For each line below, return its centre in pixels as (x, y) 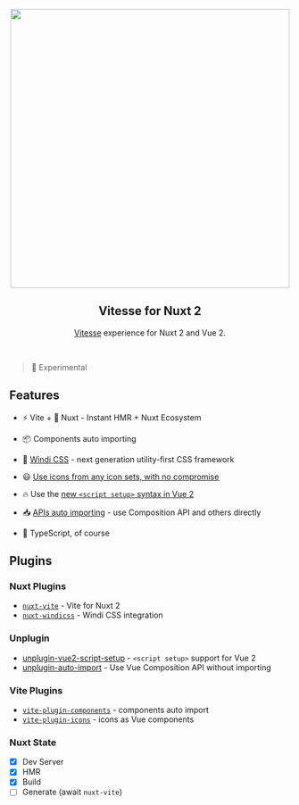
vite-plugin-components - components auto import (116, 710)
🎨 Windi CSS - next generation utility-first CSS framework (128, 459)
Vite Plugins (36, 690)
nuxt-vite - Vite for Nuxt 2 (71, 606)
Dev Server (43, 762)
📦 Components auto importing (79, 438)
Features (34, 396)
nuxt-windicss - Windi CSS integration (92, 615)
